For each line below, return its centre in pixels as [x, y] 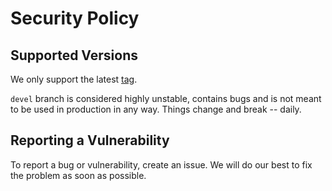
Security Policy [75, 18]
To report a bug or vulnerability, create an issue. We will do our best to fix [161, 164]
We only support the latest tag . [74, 79]
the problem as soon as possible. [78, 175]
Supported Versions [74, 55]
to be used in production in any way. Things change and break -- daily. [156, 109]
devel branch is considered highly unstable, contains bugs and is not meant [166, 98]
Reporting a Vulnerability [90, 140]
